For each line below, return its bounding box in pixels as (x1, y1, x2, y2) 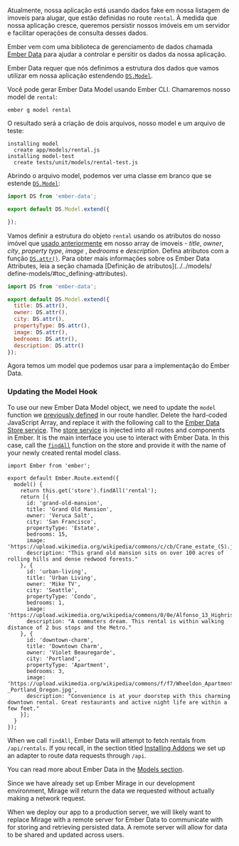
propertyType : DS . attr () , (14, 322, 91, 329)
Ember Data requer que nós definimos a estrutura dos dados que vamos (7, 64, 219, 72)
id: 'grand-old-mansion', (26, 499, 103, 507)
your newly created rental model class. (7, 448, 121, 457)
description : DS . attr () (14, 342, 84, 349)
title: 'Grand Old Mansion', (26, 505, 113, 513)
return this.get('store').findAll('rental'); (20, 487, 158, 494)
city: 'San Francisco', (26, 518, 97, 525)
